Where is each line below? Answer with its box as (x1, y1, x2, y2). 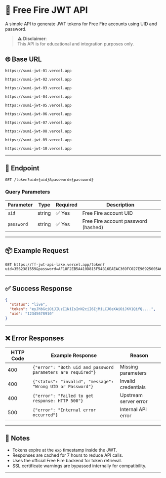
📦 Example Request (5, 246, 69, 255)
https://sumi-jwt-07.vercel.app (5, 120, 72, 125)
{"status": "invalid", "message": (33, 379, 114, 384)
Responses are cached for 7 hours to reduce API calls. (12, 452, 124, 458)
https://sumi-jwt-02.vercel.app (5, 77, 72, 82)
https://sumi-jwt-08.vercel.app (5, 128, 72, 134)
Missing (120, 363, 138, 370)
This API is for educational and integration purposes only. (17, 40, 134, 46)
